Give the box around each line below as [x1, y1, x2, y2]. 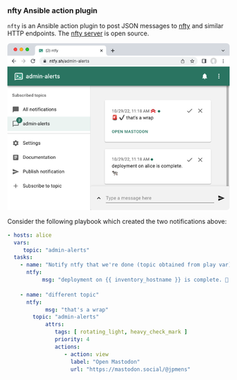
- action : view [63, 350, 109, 358]
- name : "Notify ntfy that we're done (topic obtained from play [20, 261, 217, 268]
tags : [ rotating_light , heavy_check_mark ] [54, 328, 188, 336]
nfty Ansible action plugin [7, 6, 98, 16]
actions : [54, 343, 80, 350]
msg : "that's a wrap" [44, 306, 109, 313]
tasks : [13, 254, 33, 261]
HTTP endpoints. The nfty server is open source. [7, 29, 150, 37]
